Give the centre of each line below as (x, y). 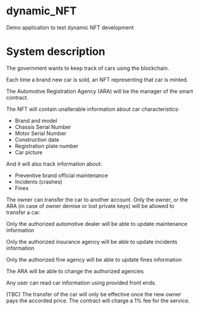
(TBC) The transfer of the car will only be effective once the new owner (94, 294)
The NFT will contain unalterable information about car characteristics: (93, 109)
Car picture (29, 152)
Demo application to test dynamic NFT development (70, 27)
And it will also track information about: (54, 164)
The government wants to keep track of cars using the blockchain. (88, 68)
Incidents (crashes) (38, 182)
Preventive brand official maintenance (61, 175)
